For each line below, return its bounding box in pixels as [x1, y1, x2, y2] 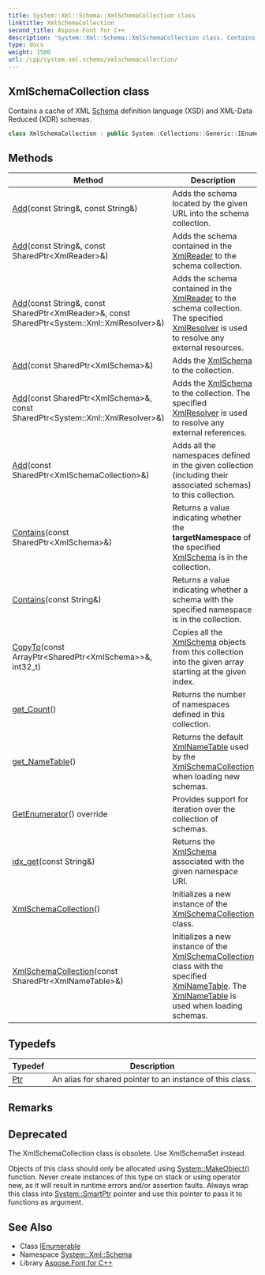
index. [172, 677, 195, 688]
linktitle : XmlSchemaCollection [8, 19, 114, 27]
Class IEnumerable [19, 1242, 81, 1251]
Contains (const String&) [12, 594, 102, 605]
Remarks [8, 1100, 54, 1115]
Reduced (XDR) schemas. [8, 114, 92, 123]
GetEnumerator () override [12, 809, 108, 820]
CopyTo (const [12, 642, 65, 653]
